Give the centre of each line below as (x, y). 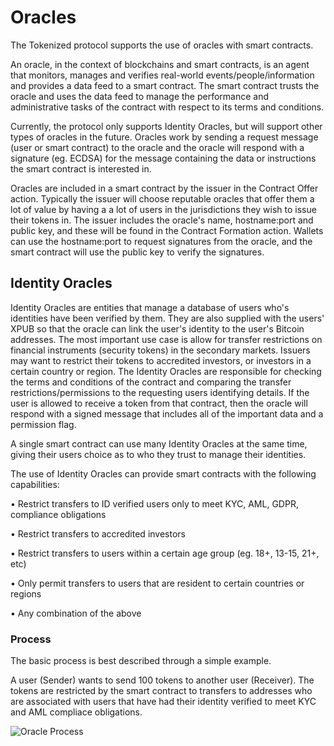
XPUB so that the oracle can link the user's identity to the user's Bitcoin (157, 328)
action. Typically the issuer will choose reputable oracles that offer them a (162, 198)
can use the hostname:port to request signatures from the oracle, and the (161, 241)
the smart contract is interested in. (81, 168)
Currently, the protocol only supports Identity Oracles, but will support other (166, 126)
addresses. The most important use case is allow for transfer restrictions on (166, 339)
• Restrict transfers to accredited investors (98, 533)
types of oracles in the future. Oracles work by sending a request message (164, 137)
